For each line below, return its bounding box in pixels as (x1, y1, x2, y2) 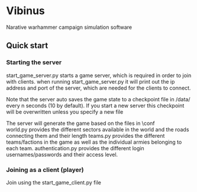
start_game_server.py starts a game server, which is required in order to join (6, 72, 192, 79)
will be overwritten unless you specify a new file (6, 108, 124, 115)
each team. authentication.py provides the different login (6, 144, 144, 151)
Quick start (6, 41, 49, 51)
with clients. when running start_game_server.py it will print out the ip (6, 78, 175, 85)
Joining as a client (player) (6, 165, 84, 174)
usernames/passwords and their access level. (6, 151, 118, 158)
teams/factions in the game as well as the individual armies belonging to (6, 138, 182, 145)
